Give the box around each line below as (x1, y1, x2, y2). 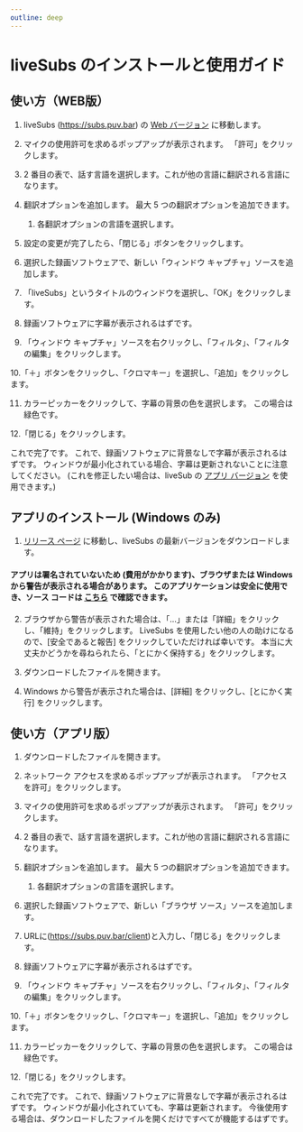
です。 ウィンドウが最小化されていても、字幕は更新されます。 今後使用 (17, 1102, 281, 1113)
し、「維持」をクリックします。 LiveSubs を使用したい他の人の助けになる (23, 624, 295, 636)
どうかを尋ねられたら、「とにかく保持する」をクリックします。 (47, 647, 280, 658)
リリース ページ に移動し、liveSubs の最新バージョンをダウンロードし (23, 536, 283, 547)
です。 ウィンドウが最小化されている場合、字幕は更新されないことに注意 (17, 458, 289, 469)
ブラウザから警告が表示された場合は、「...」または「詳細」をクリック (23, 613, 280, 624)
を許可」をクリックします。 (23, 782, 126, 793)
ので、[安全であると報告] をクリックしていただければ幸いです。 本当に (23, 636, 285, 647)
